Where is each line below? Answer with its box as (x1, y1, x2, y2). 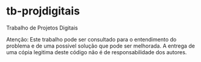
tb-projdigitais (6, 4, 80, 18)
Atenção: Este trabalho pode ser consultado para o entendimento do (6, 36, 177, 43)
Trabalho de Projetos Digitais (6, 24, 78, 31)
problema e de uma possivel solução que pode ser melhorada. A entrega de (6, 42, 195, 49)
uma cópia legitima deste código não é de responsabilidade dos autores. (6, 48, 187, 55)
